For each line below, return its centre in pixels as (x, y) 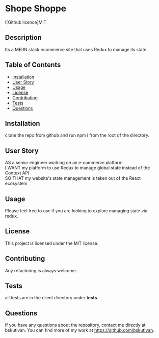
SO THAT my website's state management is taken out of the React (73, 178)
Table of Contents (33, 65)
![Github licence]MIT (26, 22)
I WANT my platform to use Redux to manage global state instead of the (78, 168)
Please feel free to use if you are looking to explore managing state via (76, 211)
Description (23, 38)
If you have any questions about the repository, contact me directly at (75, 325)
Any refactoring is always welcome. (41, 270)
